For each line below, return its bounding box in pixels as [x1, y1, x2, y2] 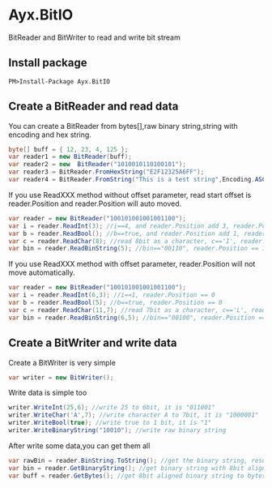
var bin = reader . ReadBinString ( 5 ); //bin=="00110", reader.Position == [8, 245, 259, 253]
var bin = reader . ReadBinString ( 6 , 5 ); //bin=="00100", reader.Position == [8, 314, 266, 322]
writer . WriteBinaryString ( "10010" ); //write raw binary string [8, 426, 227, 434]
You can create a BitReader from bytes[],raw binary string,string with [8, 121, 239, 131]
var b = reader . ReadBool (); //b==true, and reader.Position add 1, [8, 229, 241, 238]
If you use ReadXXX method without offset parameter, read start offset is [8, 190, 252, 199]
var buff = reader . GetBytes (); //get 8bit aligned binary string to [8, 472, 244, 480]
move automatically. [8, 268, 75, 277]
